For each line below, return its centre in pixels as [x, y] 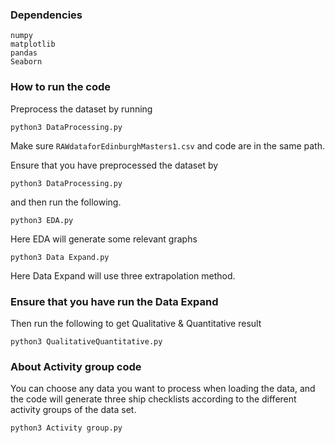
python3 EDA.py [42, 220]
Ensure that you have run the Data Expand [114, 301]
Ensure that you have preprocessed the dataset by [114, 165]
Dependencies [46, 15]
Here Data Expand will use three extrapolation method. [123, 275]
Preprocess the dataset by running [81, 109]
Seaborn [26, 62]
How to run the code [61, 87]
